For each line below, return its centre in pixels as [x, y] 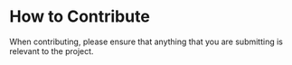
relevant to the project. [52, 51]
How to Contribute [80, 17]
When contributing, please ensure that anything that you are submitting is [146, 42]
